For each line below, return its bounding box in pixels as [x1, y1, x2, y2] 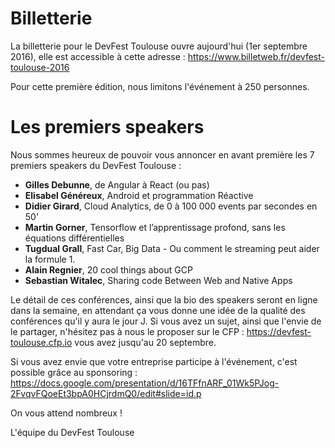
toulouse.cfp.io [10, 336, 73, 348]
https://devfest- [246, 325, 312, 337]
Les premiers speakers [10, 116, 205, 139]
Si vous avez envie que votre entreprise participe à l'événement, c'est [10, 355, 298, 367]
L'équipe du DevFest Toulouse [10, 426, 135, 438]
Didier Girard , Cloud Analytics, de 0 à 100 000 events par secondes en [24, 200, 318, 212]
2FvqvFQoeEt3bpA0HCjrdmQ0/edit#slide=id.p [10, 387, 202, 399]
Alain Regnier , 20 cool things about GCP [24, 263, 193, 276]
